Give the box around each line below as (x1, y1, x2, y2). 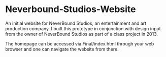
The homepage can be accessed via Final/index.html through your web (5, 40, 154, 46)
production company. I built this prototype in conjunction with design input (5, 25, 161, 31)
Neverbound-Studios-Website (5, 4, 136, 15)
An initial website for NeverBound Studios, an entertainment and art (5, 20, 147, 26)
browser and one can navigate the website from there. (5, 46, 119, 52)
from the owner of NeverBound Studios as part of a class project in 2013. (5, 31, 158, 37)
